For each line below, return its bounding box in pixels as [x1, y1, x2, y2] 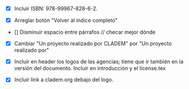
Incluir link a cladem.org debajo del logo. [14, 76, 114, 83]
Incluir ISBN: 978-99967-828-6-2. [14, 5, 98, 12]
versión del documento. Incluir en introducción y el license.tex [14, 65, 166, 72]
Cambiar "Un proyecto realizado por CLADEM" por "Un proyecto [14, 40, 172, 47]
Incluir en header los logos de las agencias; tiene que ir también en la [14, 58, 184, 65]
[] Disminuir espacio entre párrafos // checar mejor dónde [14, 29, 156, 36]
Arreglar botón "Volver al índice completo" [14, 17, 118, 24]
